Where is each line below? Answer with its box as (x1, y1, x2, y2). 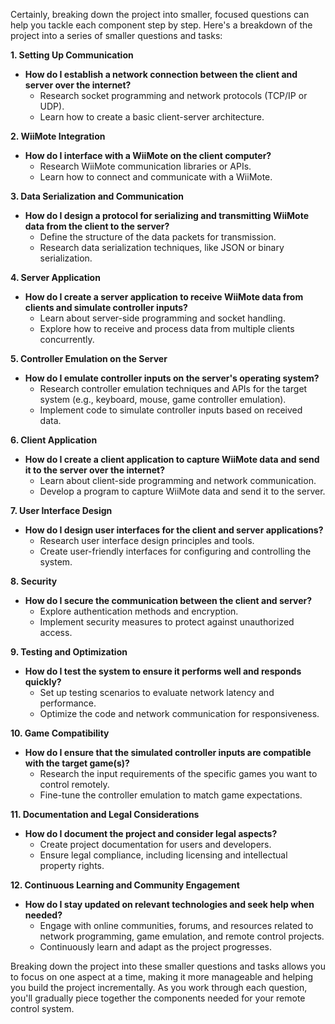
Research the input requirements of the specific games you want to (39, 768, 318, 779)
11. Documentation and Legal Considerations (10, 809, 200, 820)
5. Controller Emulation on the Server (10, 353, 168, 364)
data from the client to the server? (24, 220, 170, 232)
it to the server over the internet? (24, 464, 166, 476)
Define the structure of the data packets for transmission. (39, 231, 277, 243)
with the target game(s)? (24, 757, 130, 769)
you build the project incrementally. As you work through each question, (10, 982, 308, 993)
